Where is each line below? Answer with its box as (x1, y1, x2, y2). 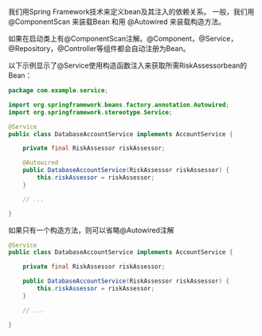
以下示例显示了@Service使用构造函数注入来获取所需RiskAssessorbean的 (8, 61, 248, 70)
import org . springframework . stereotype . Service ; (8, 108, 173, 116)
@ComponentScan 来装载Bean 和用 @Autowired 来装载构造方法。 (8, 17, 225, 26)
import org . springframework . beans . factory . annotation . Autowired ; (8, 100, 229, 109)
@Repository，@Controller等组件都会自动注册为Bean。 (8, 44, 190, 53)
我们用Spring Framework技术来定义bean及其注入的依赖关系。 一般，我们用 (8, 7, 255, 16)
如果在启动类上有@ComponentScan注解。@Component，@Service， (8, 34, 238, 43)
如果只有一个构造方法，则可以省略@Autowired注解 (8, 225, 174, 235)
